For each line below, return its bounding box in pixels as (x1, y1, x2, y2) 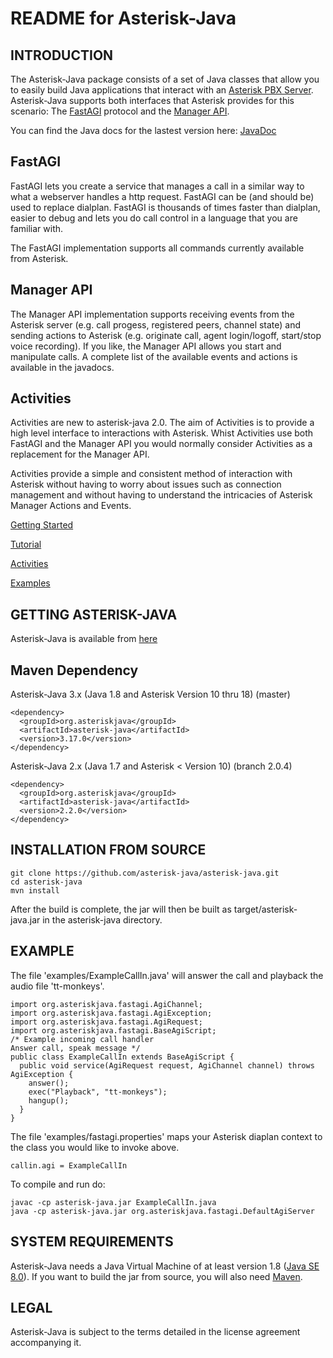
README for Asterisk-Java (10, 7, 237, 30)
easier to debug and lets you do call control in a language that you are (10, 212, 298, 224)
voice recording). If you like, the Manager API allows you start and (10, 340, 282, 352)
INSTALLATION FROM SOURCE (10, 842, 207, 859)
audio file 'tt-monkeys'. (10, 980, 105, 992)
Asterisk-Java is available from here (10, 633, 158, 645)
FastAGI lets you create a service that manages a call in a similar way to (10, 180, 305, 192)
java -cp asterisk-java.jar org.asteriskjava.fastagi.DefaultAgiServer (10, 1206, 315, 1216)
